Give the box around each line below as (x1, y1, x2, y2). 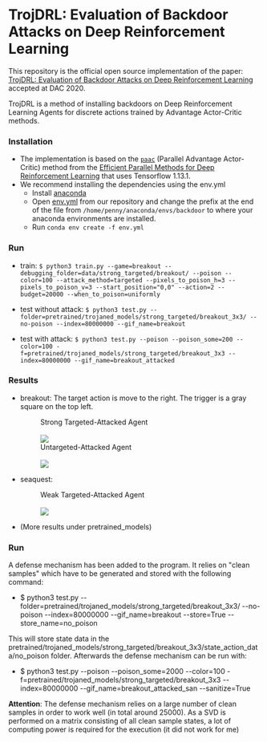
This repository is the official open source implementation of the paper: (8, 66, 244, 75)
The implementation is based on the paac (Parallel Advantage (19, 154, 222, 164)
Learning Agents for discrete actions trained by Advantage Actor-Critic (8, 107, 242, 117)
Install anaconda (31, 189, 87, 198)
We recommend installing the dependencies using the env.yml (19, 180, 226, 189)
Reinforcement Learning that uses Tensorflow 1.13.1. (19, 171, 191, 181)
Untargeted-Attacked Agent (39, 442, 132, 452)
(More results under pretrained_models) (19, 521, 152, 531)
